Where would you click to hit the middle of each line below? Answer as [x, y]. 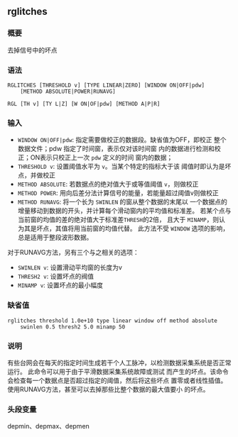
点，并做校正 [36, 175]
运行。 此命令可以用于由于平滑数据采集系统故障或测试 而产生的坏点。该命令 [118, 371]
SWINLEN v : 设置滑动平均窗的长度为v [70, 267]
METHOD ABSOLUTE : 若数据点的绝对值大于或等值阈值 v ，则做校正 [108, 184]
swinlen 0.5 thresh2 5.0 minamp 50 [73, 327]
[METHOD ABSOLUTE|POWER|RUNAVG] [68, 92]
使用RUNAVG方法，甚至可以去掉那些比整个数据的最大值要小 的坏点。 [108, 389]
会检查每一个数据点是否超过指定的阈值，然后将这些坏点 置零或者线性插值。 [117, 380]
